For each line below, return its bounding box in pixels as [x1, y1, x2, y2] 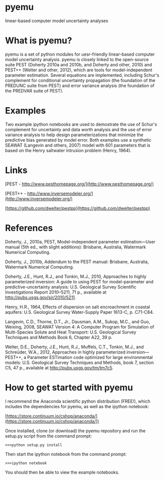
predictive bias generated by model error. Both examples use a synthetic [5, 137, 152, 143]
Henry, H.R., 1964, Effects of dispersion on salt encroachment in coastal [5, 304, 150, 310]
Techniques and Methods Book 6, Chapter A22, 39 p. [5, 334, 113, 340]
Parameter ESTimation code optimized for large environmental [27, 354, 153, 360]
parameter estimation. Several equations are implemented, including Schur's [5, 72, 160, 78]
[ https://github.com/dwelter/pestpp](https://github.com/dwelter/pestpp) [5, 205, 150, 211]
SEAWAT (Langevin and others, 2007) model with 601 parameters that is [5, 142, 151, 148]
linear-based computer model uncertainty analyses [5, 18, 109, 24]
